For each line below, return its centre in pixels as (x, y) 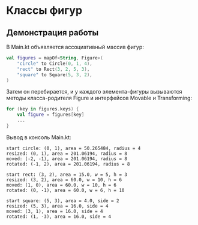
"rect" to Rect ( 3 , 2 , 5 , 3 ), (53, 69)
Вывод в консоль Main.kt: (39, 137)
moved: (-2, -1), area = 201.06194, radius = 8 (67, 159)
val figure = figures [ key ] (51, 115)
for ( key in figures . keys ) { (43, 109)
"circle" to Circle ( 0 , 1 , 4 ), (55, 64)
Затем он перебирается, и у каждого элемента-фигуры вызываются (94, 92)
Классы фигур (44, 10)
